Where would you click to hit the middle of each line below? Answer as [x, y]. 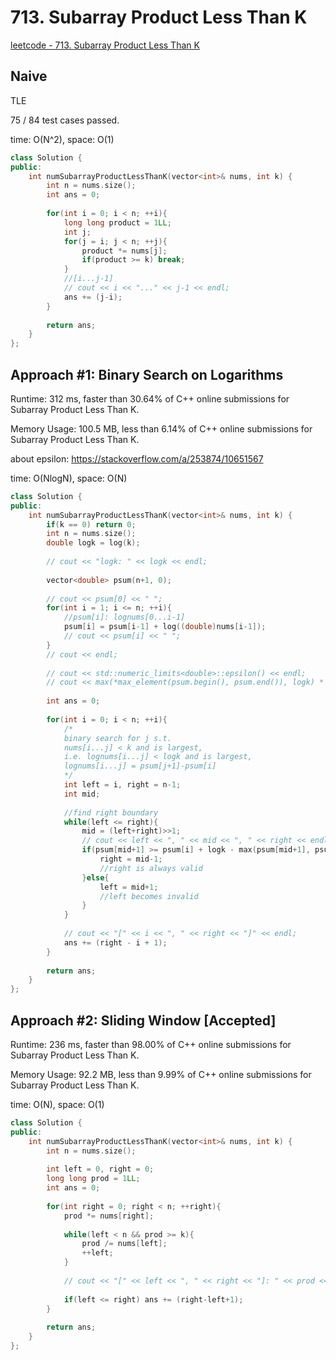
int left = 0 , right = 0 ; [100, 1169]
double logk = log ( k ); [93, 543]
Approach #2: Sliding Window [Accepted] [143, 1020]
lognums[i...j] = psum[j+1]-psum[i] [140, 766]
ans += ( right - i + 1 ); [115, 942]
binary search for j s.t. [117, 738]
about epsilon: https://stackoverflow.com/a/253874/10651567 [137, 458]
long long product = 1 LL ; [117, 222]
